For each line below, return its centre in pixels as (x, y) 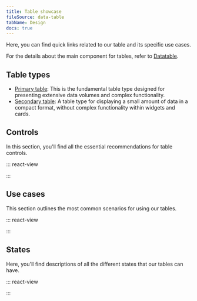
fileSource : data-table (35, 17)
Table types (28, 75)
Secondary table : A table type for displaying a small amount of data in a (101, 101)
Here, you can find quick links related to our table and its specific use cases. (98, 45)
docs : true (19, 28)
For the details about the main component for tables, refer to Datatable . (92, 56)
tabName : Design (26, 22)
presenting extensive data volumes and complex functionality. (90, 95)
